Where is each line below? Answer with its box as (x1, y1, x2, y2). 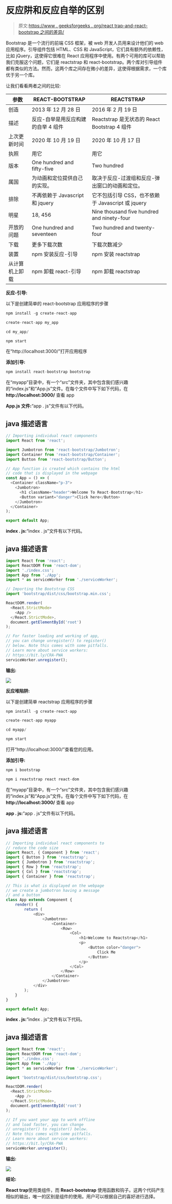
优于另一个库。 (6, 72, 37, 78)
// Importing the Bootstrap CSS (6, 586, 75, 592)
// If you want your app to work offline (6, 1117, 95, 1122)
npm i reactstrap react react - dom (6, 776, 80, 782)
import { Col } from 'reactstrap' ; (6, 869, 82, 874)
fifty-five (32, 165, 54, 172)
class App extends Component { (6, 897, 72, 903)
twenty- (135, 224, 155, 231)
